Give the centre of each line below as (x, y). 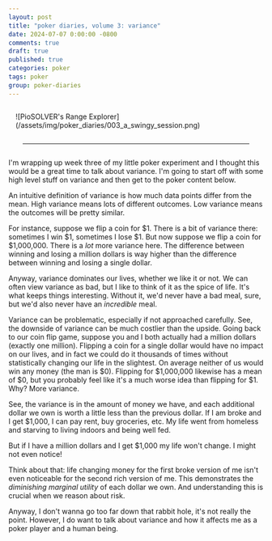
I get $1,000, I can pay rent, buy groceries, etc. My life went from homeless (134, 421)
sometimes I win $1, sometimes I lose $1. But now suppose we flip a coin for (135, 237)
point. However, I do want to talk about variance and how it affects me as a (133, 520)
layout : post (30, 17)
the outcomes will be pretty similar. (67, 212)
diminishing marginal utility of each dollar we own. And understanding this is (136, 487)
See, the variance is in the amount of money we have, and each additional (132, 404)
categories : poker (39, 69)
